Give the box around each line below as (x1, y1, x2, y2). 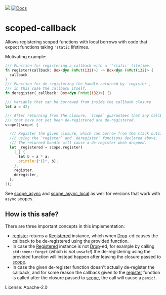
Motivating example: (5, 53, 47, 59)
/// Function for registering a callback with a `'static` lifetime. (5, 63, 152, 68)
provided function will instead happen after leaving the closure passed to (12, 254, 161, 259)
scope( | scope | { (5, 122, 39, 127)
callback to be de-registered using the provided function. (12, 238, 129, 244)
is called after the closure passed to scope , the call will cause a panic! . (12, 274, 157, 281)
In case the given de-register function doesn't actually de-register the (12, 264, 155, 270)
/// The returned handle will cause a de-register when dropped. (9, 141, 147, 146)
